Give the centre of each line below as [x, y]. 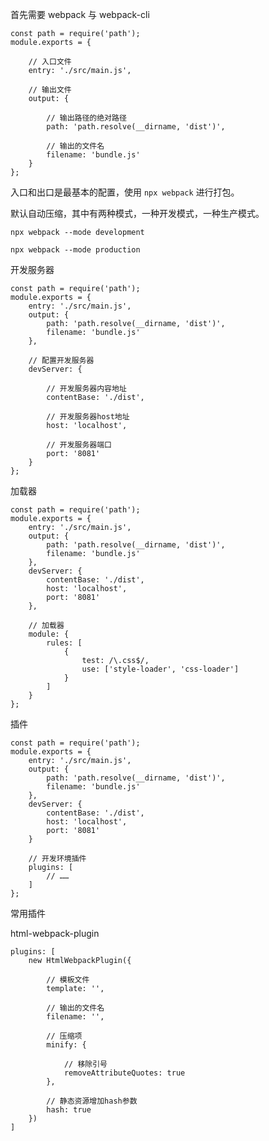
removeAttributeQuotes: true [124, 1073]
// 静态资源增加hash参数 [92, 1101]
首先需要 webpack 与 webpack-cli [80, 14]
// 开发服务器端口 [79, 445]
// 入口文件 [50, 62]
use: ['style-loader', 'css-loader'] [160, 669]
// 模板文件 [68, 980]
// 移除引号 [85, 1064]
